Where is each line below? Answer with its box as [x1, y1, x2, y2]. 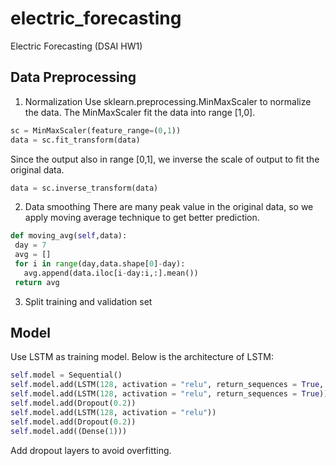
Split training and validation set [24, 295, 153, 307]
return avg [14, 277, 60, 287]
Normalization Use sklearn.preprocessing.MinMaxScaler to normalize [24, 95, 312, 107]
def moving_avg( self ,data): [10, 231, 128, 241]
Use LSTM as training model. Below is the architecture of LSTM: [10, 351, 275, 363]
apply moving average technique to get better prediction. [24, 212, 260, 224]
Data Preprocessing [10, 69, 137, 86]
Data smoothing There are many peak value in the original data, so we [24, 201, 314, 213]
